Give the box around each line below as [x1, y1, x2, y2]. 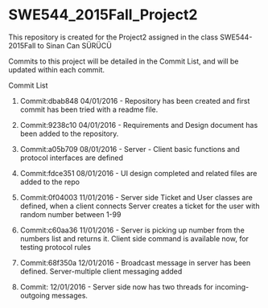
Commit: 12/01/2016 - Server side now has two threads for [19, 281, 213, 291]
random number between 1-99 [19, 209, 122, 219]
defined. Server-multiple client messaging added [19, 266, 183, 276]
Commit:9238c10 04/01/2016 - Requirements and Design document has [19, 120, 258, 129]
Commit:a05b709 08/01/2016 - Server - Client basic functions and [19, 144, 240, 154]
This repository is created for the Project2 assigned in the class [8, 32, 219, 42]
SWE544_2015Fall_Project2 [8, 6, 198, 24]
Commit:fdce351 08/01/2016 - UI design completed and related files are [19, 168, 258, 178]
